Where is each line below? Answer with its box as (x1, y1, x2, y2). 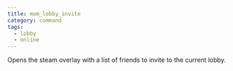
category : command (7, 17, 62, 24)
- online (13, 37, 40, 44)
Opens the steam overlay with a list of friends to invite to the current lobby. (7, 56, 226, 64)
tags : (7, 23, 23, 30)
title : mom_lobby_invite (7, 10, 81, 18)
